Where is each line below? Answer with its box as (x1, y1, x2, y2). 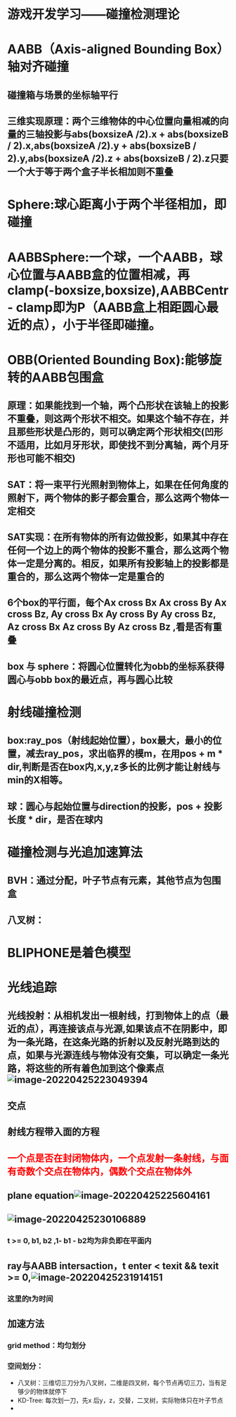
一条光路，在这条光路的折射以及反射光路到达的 (16, 1036, 220, 1048)
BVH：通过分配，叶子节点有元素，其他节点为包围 (7, 875, 221, 887)
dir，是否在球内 (34, 813, 103, 825)
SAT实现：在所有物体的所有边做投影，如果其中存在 (7, 531, 229, 543)
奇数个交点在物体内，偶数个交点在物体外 (16, 1165, 192, 1177)
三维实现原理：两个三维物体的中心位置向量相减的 (7, 116, 220, 127)
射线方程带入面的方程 (7, 1126, 100, 1138)
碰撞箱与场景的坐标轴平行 (7, 89, 118, 101)
